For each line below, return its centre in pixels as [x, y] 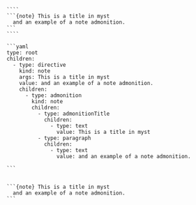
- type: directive [40, 65]
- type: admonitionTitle [74, 114]
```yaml [18, 47]
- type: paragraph [64, 138]
